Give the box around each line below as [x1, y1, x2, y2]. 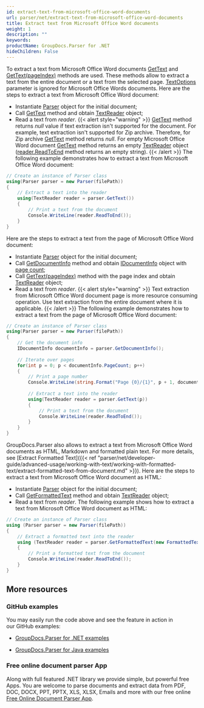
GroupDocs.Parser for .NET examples [15, 634, 109, 642]
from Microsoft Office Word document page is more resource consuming [15, 291, 198, 299]
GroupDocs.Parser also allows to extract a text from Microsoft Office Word [6, 442, 192, 448]
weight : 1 [6, 26, 32, 32]
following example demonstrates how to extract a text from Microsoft [15, 154, 188, 162]
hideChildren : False [6, 49, 59, 55]
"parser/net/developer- [97, 454, 156, 461]
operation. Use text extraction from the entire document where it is [15, 298, 182, 305]
